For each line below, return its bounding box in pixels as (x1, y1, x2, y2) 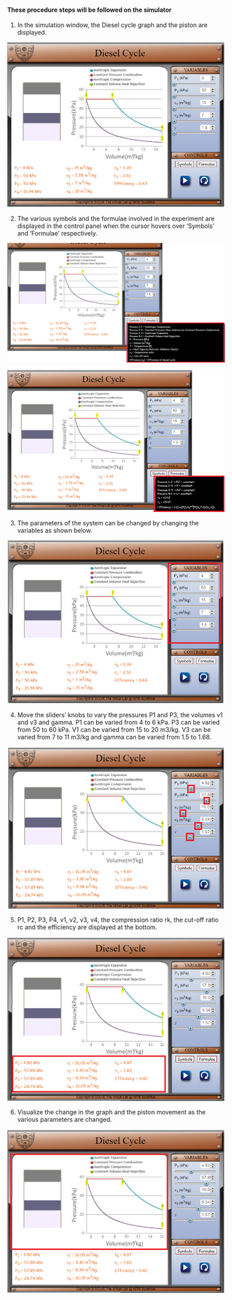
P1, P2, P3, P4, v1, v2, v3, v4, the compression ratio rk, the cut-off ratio (17, 915, 219, 924)
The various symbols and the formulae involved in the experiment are (17, 214, 215, 222)
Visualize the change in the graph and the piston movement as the (17, 1107, 206, 1116)
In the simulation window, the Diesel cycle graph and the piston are (17, 21, 208, 29)
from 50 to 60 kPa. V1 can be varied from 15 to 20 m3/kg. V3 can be (17, 725, 211, 734)
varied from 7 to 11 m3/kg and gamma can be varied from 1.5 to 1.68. (17, 732, 212, 741)
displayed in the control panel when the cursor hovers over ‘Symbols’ (17, 222, 215, 230)
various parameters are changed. (17, 1115, 113, 1123)
